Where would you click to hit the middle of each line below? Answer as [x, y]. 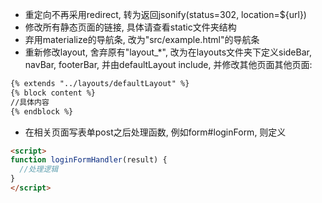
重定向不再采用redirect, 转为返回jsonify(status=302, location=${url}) [165, 14]
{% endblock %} [42, 111]
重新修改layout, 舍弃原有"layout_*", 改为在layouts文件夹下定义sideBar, [168, 52]
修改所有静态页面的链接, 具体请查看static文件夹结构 [130, 27]
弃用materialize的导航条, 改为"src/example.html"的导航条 [142, 39]
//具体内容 [30, 102]
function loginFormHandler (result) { [89, 160]
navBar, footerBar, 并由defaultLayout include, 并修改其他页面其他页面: [168, 64]
